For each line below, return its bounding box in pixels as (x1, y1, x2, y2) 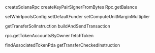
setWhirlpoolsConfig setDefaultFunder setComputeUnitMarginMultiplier (5, 14, 150, 19)
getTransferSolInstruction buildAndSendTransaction (5, 23, 111, 29)
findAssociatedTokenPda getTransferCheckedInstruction (5, 42, 121, 48)
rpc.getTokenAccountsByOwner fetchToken (5, 33, 94, 38)
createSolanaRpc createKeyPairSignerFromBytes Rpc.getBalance (5, 4, 138, 10)
